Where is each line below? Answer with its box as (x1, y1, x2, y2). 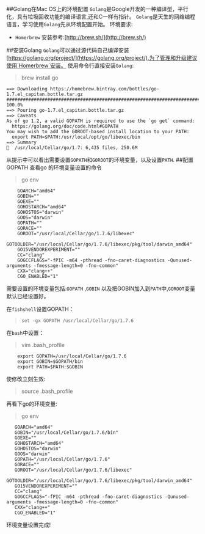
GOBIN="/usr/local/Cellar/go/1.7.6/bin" (14, 430, 119, 436)
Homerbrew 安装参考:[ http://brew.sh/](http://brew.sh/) (15, 34, 146, 41)
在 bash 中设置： (6, 329, 45, 336)
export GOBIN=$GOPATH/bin (17, 359, 84, 365)
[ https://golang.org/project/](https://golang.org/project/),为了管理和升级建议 (6, 54, 198, 61)
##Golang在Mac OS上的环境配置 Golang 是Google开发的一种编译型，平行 (6, 5, 189, 12)
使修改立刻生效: (6, 375, 46, 382)
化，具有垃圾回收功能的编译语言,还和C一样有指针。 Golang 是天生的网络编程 (6, 13, 196, 20)
